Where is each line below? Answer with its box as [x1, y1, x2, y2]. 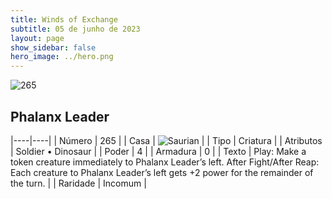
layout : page [10, 33, 65, 43]
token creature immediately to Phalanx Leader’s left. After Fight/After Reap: [10, 156, 320, 168]
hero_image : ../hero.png [10, 52, 114, 62]
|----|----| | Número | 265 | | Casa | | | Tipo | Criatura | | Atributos [10, 134, 323, 146]
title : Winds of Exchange [10, 14, 118, 25]
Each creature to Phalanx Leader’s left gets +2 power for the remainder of [10, 166, 314, 178]
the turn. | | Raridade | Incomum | [10, 177, 147, 189]
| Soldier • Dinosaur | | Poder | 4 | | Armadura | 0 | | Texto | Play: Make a [10, 145, 307, 157]
